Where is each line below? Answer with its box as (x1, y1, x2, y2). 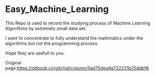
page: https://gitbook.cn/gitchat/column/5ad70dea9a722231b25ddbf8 (5, 65, 149, 71)
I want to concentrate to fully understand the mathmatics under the (5, 35, 143, 41)
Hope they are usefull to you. (5, 50, 65, 56)
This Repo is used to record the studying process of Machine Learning (5, 20, 150, 26)
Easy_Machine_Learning (5, 3, 109, 15)
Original (5, 59, 21, 65)
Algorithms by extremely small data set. (5, 25, 86, 31)
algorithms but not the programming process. (5, 40, 99, 46)
